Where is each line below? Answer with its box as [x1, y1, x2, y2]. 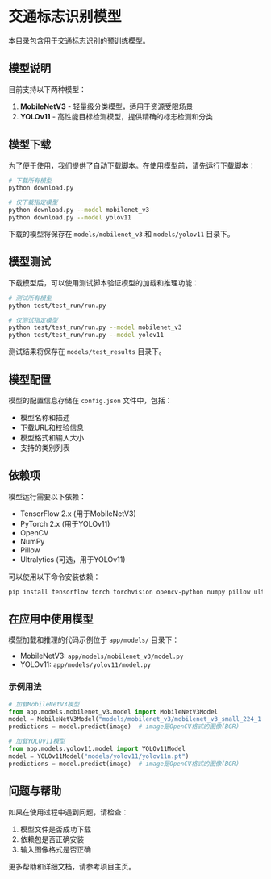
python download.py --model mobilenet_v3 [8, 206, 150, 215]
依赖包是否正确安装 [19, 834, 85, 844]
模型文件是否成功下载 [19, 824, 91, 834]
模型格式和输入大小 [19, 432, 85, 442]
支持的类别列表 [19, 443, 70, 452]
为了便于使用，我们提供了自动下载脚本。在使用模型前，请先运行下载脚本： [8, 160, 256, 170]
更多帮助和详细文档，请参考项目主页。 [8, 861, 135, 871]
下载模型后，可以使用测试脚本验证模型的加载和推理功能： [8, 277, 199, 287]
